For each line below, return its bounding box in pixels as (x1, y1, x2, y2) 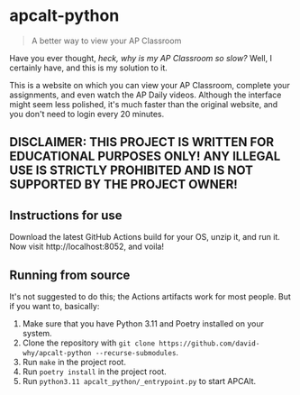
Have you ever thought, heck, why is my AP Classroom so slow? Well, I (9, 52, 273, 63)
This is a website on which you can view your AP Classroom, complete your (9, 79, 290, 90)
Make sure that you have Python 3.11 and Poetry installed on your (22, 317, 264, 329)
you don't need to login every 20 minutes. (9, 108, 165, 119)
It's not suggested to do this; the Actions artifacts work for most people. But (9, 290, 291, 302)
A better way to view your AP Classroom (31, 35, 182, 46)
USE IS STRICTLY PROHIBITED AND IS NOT (9, 163, 254, 179)
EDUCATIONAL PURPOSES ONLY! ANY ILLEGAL (9, 149, 281, 164)
